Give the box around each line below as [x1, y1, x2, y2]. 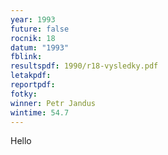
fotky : [10, 89, 38, 99]
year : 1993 [10, 14, 56, 25]
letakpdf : [10, 71, 52, 81]
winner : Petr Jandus [10, 98, 97, 108]
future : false [10, 24, 70, 34]
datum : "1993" [10, 42, 70, 53]
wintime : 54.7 [10, 107, 70, 118]
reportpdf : [10, 80, 56, 90]
